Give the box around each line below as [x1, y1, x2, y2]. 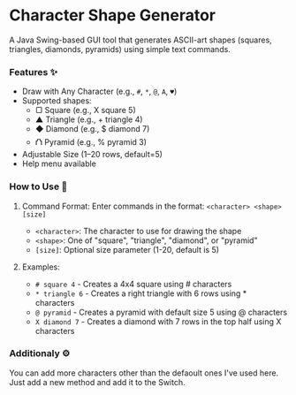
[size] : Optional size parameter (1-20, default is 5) [34, 244, 219, 254]
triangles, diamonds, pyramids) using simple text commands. [9, 43, 231, 54]
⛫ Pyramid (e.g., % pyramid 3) [34, 137, 148, 148]
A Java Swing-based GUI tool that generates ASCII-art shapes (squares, [9, 34, 272, 45]
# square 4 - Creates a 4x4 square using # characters [34, 278, 232, 289]
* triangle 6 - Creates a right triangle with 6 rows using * [34, 288, 247, 299]
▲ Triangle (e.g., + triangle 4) [34, 114, 143, 125]
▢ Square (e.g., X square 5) [34, 105, 137, 116]
